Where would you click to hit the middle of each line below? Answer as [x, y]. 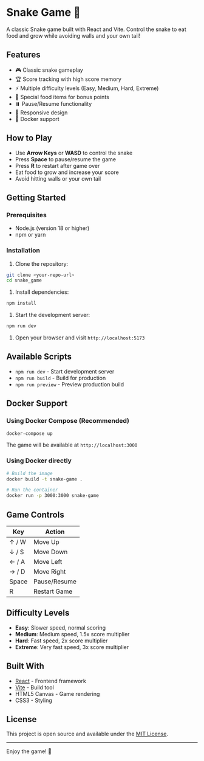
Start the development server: [53, 315]
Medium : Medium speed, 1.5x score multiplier [72, 634]
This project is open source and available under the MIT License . [87, 734]
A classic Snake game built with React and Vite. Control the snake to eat [96, 29]
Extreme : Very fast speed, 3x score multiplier [72, 647]
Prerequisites [26, 215]
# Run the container [32, 490]
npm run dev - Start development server [65, 371]
